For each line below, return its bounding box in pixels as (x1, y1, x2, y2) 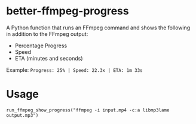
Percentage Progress (14, 42, 68, 49)
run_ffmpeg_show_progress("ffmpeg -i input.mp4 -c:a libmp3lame (6, 107, 170, 113)
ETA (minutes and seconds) (14, 55, 83, 62)
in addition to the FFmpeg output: (6, 30, 88, 37)
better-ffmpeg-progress (6, 4, 130, 18)
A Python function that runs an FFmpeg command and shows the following (6, 24, 191, 31)
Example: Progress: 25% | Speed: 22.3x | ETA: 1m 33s (6, 66, 143, 73)
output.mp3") (6, 112, 39, 118)
